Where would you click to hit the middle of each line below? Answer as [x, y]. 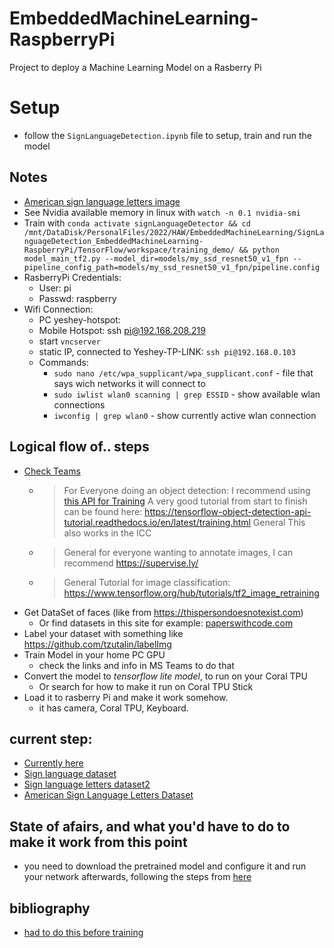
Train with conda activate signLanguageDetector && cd [137, 223]
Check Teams [52, 471]
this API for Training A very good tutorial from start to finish [185, 501]
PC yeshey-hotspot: [79, 319]
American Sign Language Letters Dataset [108, 795]
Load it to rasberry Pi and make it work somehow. [126, 697]
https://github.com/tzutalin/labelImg [97, 644]
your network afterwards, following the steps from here [137, 877]
